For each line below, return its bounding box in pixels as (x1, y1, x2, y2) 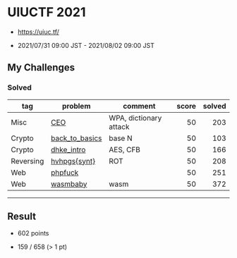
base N (109, 133, 133, 143)
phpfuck (50, 167, 79, 177)
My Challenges (7, 61, 75, 74)
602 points (17, 229, 49, 238)
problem (62, 101, 91, 111)
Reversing (11, 156, 44, 166)
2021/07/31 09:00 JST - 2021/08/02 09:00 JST (17, 41, 155, 49)
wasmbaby (50, 179, 87, 189)
